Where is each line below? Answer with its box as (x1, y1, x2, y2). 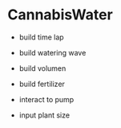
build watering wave (18, 47, 87, 57)
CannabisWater (7, 6, 113, 24)
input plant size (18, 110, 70, 120)
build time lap (18, 32, 65, 42)
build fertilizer (18, 79, 66, 89)
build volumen (18, 63, 67, 73)
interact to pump (18, 94, 75, 104)
